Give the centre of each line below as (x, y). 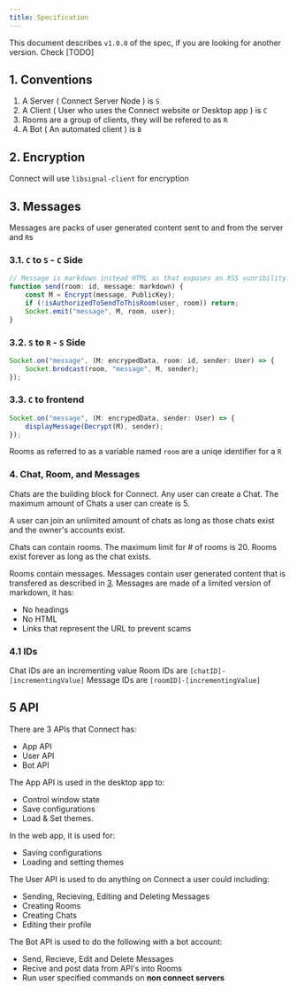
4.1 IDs (23, 651)
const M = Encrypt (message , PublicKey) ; (100, 295)
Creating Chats (49, 915)
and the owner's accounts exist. (67, 530)
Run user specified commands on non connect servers (123, 977)
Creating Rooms (51, 905)
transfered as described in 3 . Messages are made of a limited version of (140, 583)
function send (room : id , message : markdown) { (96, 287)
